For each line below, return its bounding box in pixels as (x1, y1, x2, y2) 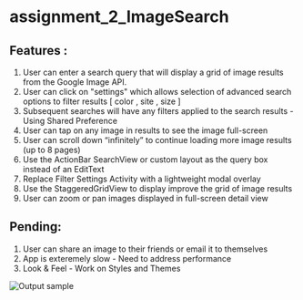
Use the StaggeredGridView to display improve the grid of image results (22, 183, 293, 193)
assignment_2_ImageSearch (9, 6, 229, 27)
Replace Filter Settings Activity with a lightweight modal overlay (22, 173, 261, 184)
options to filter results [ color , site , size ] (22, 96, 181, 107)
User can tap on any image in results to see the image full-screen (22, 125, 268, 136)
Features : (9, 43, 68, 58)
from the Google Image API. (22, 77, 127, 88)
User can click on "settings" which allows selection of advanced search (22, 87, 292, 97)
